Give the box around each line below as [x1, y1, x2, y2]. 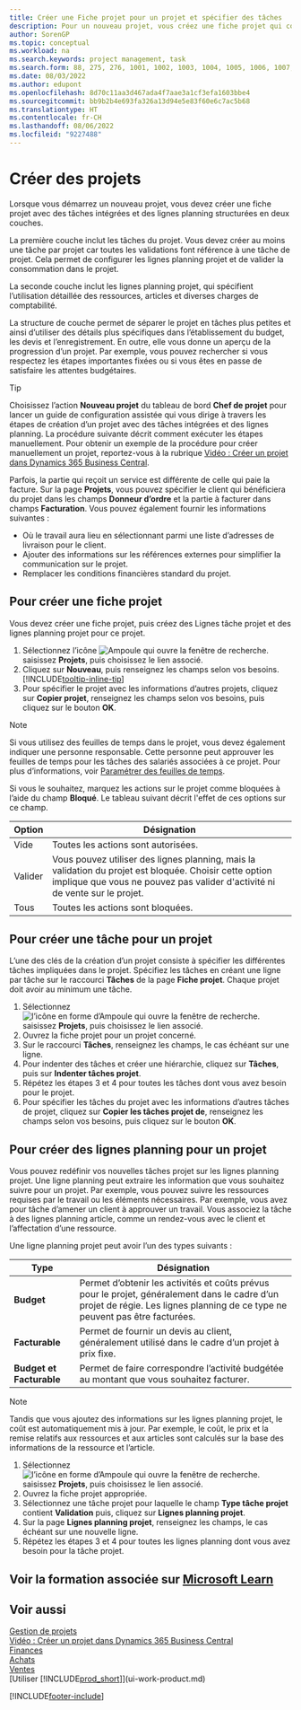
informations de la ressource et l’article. [9, 1443, 155, 1453]
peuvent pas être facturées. [79, 1311, 196, 1323]
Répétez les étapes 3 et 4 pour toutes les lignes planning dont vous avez [21, 1536, 291, 1547]
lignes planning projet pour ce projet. [9, 627, 146, 638]
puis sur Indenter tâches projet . [21, 1068, 142, 1079]
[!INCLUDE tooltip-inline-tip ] [21, 673, 125, 684]
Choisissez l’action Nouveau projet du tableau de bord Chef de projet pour [9, 399, 287, 410]
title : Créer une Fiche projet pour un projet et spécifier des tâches [9, 13, 282, 22]
